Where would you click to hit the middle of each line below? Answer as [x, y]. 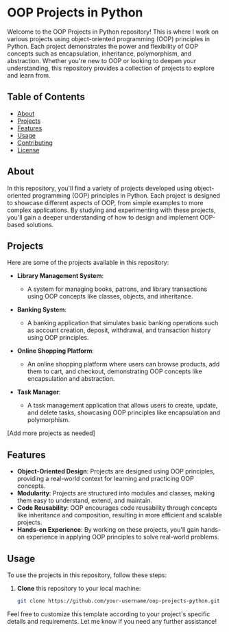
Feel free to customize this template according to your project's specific [109, 614]
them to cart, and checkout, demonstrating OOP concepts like [114, 371]
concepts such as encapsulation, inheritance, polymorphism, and [99, 54]
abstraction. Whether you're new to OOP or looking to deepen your [102, 60]
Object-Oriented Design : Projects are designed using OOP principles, [116, 471]
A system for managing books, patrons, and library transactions [117, 289]
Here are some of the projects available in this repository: [88, 263]
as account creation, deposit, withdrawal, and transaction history [119, 330]
